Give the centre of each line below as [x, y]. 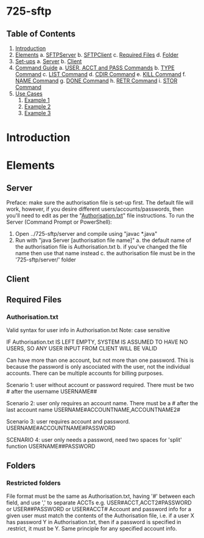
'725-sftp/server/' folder [45, 260]
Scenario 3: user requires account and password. [68, 422]
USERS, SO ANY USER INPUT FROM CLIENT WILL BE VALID [82, 349]
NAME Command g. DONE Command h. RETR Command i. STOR [96, 81]
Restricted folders [33, 483]
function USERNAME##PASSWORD [51, 447]
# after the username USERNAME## [52, 392]
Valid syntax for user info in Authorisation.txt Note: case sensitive [88, 330]
